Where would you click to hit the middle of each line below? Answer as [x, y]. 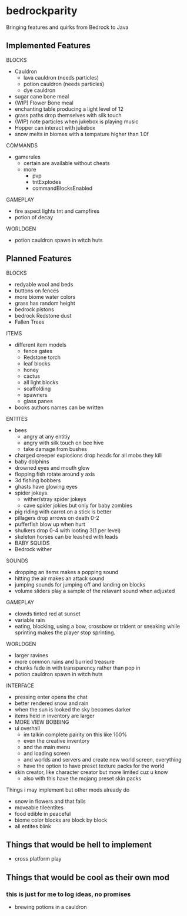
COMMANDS [22, 145]
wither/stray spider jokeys [55, 499]
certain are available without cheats [66, 163]
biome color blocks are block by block [61, 820]
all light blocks [41, 382]
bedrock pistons [34, 309]
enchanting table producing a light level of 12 [69, 109]
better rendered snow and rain [51, 703]
